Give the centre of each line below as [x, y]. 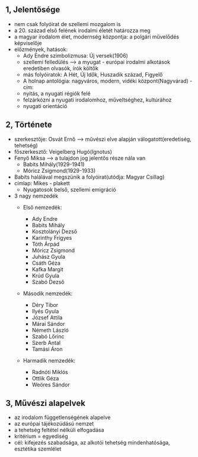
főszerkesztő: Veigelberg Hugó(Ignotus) [63, 151]
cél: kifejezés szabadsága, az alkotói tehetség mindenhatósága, [92, 443]
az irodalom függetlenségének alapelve [62, 417]
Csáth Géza [46, 263]
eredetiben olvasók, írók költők [60, 68]
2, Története [29, 125]
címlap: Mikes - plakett [42, 183]
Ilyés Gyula [45, 311]
